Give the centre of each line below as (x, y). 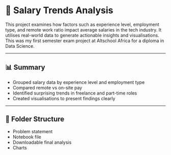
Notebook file (27, 137)
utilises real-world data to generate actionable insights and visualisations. (82, 35)
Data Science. (20, 46)
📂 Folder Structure (35, 119)
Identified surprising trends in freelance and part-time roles (75, 93)
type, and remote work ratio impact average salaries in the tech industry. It (83, 29)
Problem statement (33, 131)
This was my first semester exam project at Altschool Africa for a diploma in (85, 41)
